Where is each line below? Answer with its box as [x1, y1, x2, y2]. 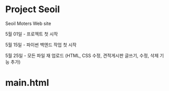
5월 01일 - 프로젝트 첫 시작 [5, 31, 58, 37]
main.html [5, 77, 49, 88]
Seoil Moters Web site [5, 20, 51, 26]
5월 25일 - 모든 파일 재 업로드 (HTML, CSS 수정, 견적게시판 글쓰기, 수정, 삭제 [5, 52, 159, 58]
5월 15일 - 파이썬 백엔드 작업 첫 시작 [5, 42, 77, 48]
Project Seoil [5, 4, 60, 15]
